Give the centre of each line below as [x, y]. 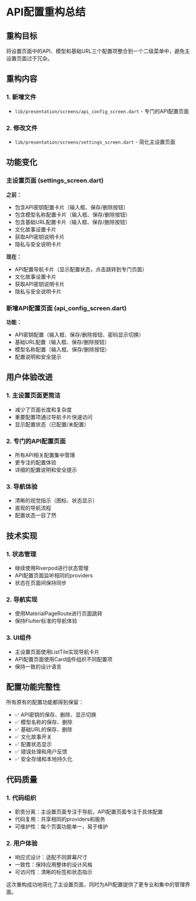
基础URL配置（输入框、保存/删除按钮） [62, 342]
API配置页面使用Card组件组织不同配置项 [63, 659]
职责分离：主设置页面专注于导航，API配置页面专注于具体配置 [89, 812]
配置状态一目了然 [35, 515]
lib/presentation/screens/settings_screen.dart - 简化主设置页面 [95, 142]
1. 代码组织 [21, 798]
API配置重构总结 [46, 12]
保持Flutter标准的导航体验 [46, 621]
